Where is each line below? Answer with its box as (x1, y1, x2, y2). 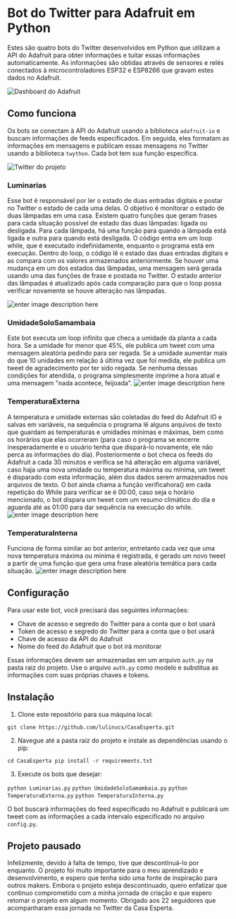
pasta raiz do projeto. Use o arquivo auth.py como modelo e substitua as (7, 663, 218, 672)
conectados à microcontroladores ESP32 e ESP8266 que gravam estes (7, 66, 214, 74)
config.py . (7, 819, 38, 828)
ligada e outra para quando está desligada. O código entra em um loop (7, 234, 213, 242)
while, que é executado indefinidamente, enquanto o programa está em (7, 242, 215, 250)
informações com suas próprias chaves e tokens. (7, 670, 150, 679)
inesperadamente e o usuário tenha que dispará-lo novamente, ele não (7, 443, 213, 451)
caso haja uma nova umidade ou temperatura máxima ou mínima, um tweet (7, 465, 225, 474)
